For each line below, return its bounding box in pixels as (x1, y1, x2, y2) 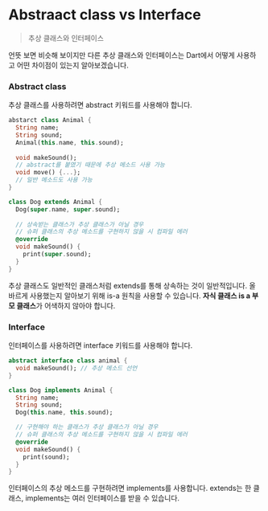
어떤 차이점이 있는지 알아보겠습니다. (16, 60, 129, 70)
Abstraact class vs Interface (8, 6, 201, 24)
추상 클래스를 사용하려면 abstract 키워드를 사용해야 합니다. (8, 100, 193, 110)
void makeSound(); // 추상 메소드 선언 (15, 364, 138, 372)
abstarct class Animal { (8, 117, 92, 125)
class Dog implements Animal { (8, 386, 113, 394)
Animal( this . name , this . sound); (15, 138, 125, 146)
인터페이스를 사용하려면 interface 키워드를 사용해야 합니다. (8, 341, 193, 350)
